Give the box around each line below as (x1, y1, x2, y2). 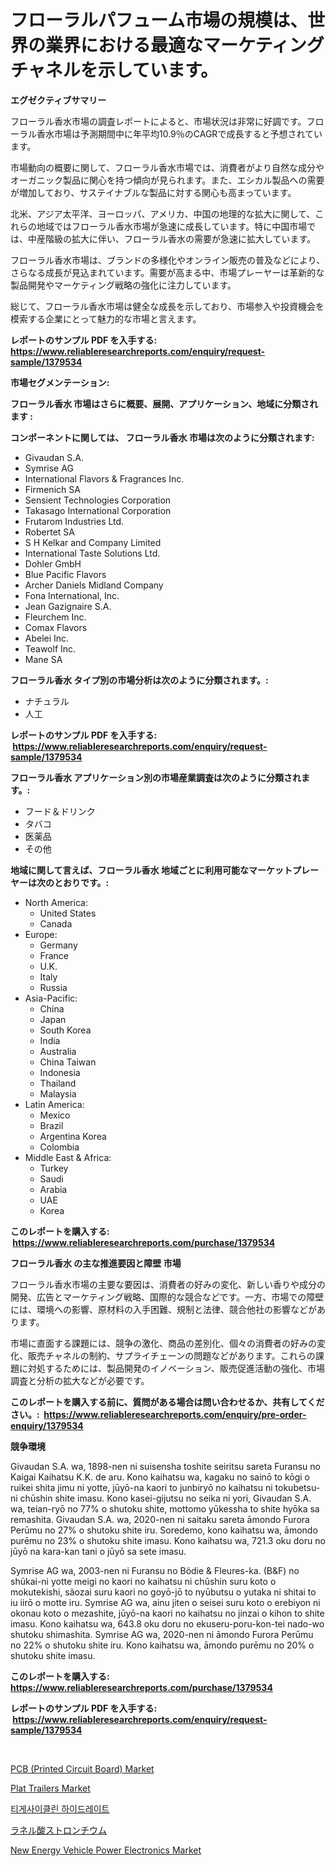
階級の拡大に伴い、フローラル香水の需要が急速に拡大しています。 (44, 232, 317, 245)
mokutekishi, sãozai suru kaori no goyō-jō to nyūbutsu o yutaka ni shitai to (10, 1586, 317, 1598)
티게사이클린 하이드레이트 (10, 1802, 110, 1815)
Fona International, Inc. (24, 589, 120, 601)
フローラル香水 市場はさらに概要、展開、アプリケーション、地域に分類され (10, 397, 319, 410)
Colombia (39, 1141, 80, 1153)
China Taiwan (39, 1056, 97, 1068)
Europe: (24, 928, 58, 940)
